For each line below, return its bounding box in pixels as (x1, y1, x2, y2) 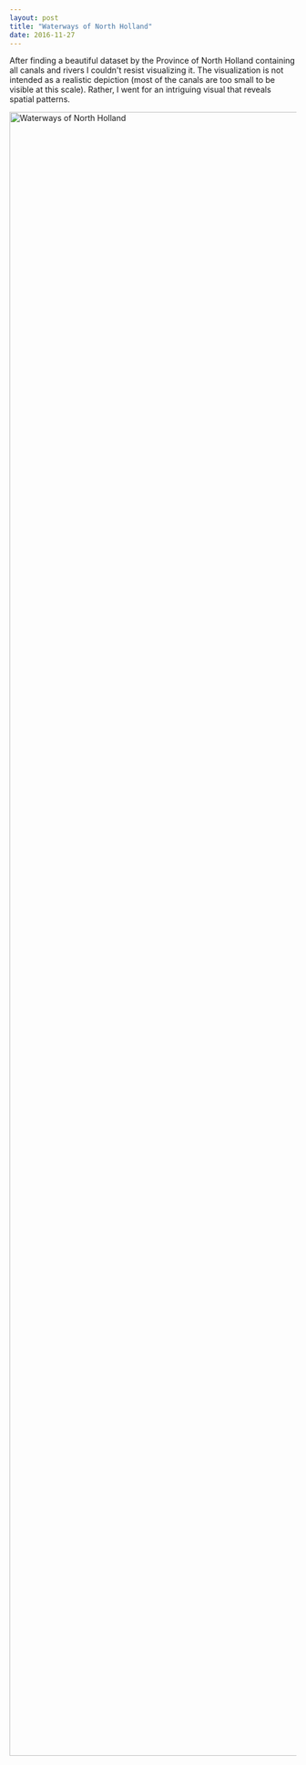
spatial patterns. (9, 94, 71, 105)
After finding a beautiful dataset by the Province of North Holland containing (9, 56, 296, 66)
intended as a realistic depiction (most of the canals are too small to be (9, 75, 276, 86)
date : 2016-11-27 (9, 30, 76, 39)
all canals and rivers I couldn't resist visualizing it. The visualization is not (9, 65, 284, 76)
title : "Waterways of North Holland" (9, 22, 153, 31)
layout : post (9, 13, 59, 23)
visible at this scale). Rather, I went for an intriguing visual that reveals (9, 84, 271, 96)
